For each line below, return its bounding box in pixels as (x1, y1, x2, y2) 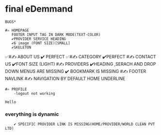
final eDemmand (5, 3, 73, 15)
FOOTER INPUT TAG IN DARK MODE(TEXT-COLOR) (11, 32, 101, 37)
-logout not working (14, 91, 55, 96)
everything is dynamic (5, 111, 59, 118)
